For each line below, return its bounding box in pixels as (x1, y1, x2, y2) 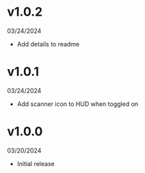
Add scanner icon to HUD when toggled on (16, 100, 139, 108)
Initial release (16, 159, 55, 168)
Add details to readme (16, 40, 80, 48)
